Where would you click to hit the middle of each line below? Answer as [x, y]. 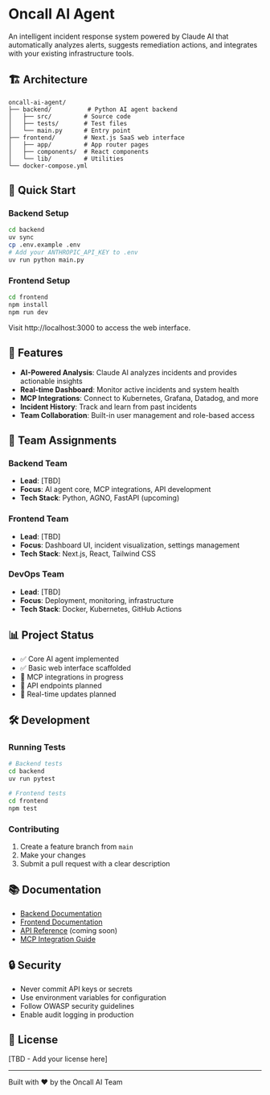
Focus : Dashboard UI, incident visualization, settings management [130, 545]
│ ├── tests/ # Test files [68, 123]
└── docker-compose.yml [48, 166]
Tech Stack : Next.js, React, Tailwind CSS [88, 553]
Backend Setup [39, 213]
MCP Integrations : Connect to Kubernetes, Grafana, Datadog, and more [139, 398]
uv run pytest [32, 779]
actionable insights [51, 381]
